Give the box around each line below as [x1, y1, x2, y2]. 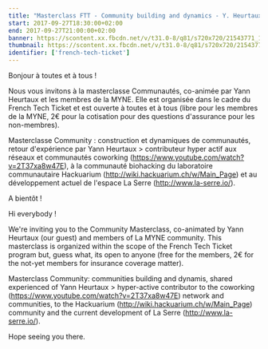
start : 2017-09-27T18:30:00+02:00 [8, 19, 124, 27]
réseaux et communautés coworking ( [8, 153, 133, 162]
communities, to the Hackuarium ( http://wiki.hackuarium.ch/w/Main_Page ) [8, 299, 253, 308]
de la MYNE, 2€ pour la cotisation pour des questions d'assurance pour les [8, 112, 255, 121]
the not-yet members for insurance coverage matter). [8, 259, 184, 268]
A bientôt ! [8, 193, 42, 203]
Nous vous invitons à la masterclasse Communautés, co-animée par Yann [8, 86, 250, 96]
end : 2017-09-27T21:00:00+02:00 [8, 26, 116, 34]
